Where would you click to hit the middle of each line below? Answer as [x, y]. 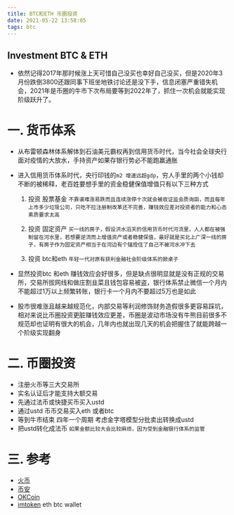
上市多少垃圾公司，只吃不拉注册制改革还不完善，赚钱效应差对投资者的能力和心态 [127, 208]
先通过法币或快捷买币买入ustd [61, 402]
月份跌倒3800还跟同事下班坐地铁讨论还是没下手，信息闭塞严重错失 [115, 82]
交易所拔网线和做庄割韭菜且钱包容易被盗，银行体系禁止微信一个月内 [128, 283]
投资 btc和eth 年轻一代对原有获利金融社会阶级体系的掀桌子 [103, 259]
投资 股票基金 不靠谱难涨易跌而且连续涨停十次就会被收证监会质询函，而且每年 [127, 199]
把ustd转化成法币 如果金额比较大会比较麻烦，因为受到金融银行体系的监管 [111, 428]
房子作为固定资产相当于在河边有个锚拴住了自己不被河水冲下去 [120, 245]
